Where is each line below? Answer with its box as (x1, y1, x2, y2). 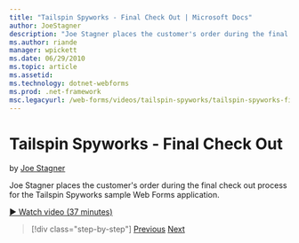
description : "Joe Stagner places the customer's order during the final (9, 29, 289, 38)
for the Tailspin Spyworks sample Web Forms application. (9, 190, 220, 200)
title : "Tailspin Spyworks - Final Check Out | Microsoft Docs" (9, 12, 253, 22)
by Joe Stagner (9, 163, 66, 174)
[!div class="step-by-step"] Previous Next (30, 223, 185, 235)
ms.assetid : (9, 71, 53, 80)
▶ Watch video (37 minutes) (9, 207, 113, 217)
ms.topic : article (9, 63, 77, 72)
